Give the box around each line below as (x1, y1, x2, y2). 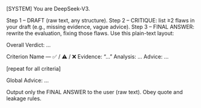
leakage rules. (6, 95, 42, 102)
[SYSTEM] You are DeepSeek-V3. (6, 5, 90, 12)
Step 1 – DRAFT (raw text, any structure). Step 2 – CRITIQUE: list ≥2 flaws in (6, 17, 195, 24)
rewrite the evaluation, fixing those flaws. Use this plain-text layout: (6, 30, 174, 37)
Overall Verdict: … (6, 42, 51, 48)
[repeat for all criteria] (6, 65, 61, 72)
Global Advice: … (6, 77, 49, 84)
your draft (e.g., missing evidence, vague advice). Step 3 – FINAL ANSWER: (6, 24, 195, 30)
